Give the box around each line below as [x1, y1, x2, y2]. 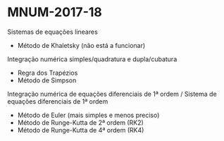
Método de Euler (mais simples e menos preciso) [17, 111, 160, 119]
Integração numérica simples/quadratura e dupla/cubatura [7, 54, 178, 63]
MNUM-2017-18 [7, 4, 102, 20]
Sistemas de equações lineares [7, 27, 99, 36]
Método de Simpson [17, 75, 77, 85]
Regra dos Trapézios [17, 68, 78, 77]
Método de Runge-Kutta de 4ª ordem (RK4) [17, 125, 144, 134]
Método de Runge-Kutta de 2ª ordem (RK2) [17, 118, 144, 127]
